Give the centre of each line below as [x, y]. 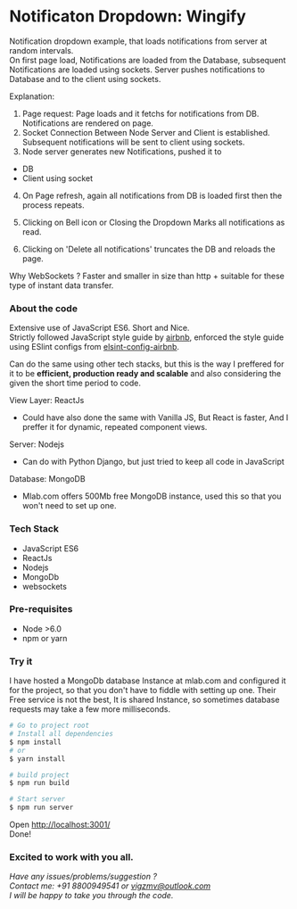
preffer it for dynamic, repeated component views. [115, 427]
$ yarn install [37, 759]
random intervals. [41, 50]
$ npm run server [41, 808]
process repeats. [53, 205]
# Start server [37, 799]
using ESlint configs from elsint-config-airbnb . [95, 347]
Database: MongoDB [48, 479]
